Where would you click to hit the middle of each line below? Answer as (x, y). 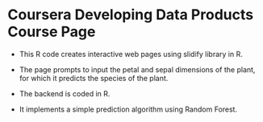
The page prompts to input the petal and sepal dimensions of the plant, (137, 69)
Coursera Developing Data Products (131, 15)
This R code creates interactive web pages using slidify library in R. (131, 54)
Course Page (52, 32)
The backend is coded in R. (65, 93)
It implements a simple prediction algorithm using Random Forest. (128, 109)
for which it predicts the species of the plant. (94, 78)
